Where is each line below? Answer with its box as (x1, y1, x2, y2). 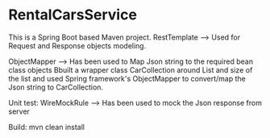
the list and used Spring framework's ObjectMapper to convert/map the (8, 73, 246, 83)
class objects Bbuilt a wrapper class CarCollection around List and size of (8, 65, 253, 74)
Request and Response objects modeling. (8, 40, 147, 50)
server (8, 107, 31, 116)
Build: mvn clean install (8, 122, 85, 132)
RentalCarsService (8, 6, 137, 24)
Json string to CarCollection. (8, 82, 103, 92)
